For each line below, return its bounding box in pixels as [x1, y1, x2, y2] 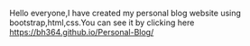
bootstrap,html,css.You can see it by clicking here [9, 17, 195, 28]
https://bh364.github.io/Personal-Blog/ [9, 27, 154, 37]
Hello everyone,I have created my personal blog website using [9, 8, 242, 18]
